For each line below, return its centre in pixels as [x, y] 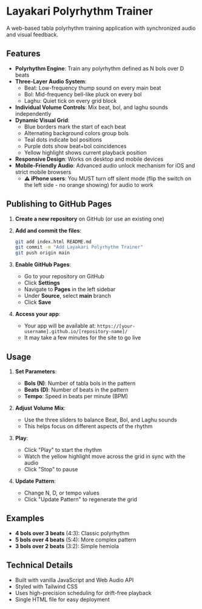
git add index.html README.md [53, 242]
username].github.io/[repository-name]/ [76, 332]
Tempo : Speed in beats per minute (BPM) [76, 396]
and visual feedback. [32, 34]
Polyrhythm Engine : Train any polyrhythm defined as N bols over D [99, 68]
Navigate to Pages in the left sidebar [70, 289]
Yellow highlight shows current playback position [85, 152]
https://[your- [116, 326]
